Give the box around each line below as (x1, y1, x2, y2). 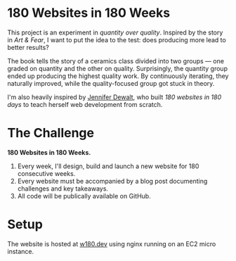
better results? (7, 43, 49, 51)
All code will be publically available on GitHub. (17, 191, 151, 200)
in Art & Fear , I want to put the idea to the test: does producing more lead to (7, 35, 226, 44)
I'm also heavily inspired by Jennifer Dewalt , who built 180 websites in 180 (7, 93, 222, 101)
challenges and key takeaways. (17, 184, 109, 193)
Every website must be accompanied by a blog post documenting (17, 177, 208, 185)
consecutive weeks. (17, 169, 76, 177)
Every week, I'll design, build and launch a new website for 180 (17, 162, 199, 170)
